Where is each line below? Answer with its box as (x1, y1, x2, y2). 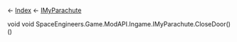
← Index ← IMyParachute (7, 6, 82, 14)
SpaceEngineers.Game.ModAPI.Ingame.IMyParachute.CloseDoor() (35, 20, 231, 28)
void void (7, 20, 34, 28)
